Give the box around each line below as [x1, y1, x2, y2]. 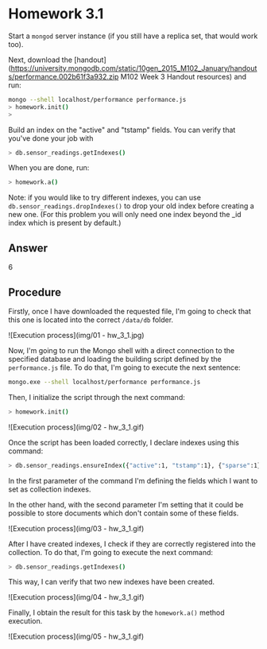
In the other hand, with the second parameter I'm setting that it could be [8, 499, 244, 509]
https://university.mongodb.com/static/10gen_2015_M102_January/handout [10, 63, 257, 72]
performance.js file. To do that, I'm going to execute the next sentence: [8, 363, 241, 372]
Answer [8, 241, 48, 255]
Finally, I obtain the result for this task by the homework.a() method [8, 608, 225, 617]
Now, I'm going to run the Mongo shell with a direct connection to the [8, 345, 235, 355]
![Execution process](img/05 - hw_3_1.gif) [8, 632, 145, 641]
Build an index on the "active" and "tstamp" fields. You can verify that [8, 125, 236, 134]
